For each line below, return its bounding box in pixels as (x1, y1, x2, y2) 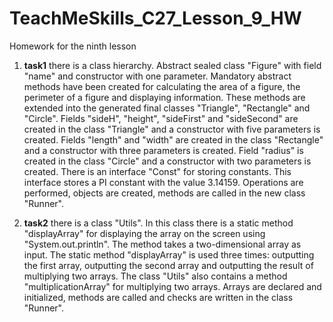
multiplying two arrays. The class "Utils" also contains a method (23, 270, 288, 282)
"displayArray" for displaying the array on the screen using (23, 227, 266, 239)
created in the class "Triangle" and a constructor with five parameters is (23, 123, 321, 135)
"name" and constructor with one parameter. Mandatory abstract (23, 70, 292, 82)
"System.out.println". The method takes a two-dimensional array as (23, 238, 302, 250)
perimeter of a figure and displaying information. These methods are (23, 91, 306, 103)
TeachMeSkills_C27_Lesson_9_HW (9, 7, 302, 30)
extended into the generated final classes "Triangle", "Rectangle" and (23, 102, 311, 114)
